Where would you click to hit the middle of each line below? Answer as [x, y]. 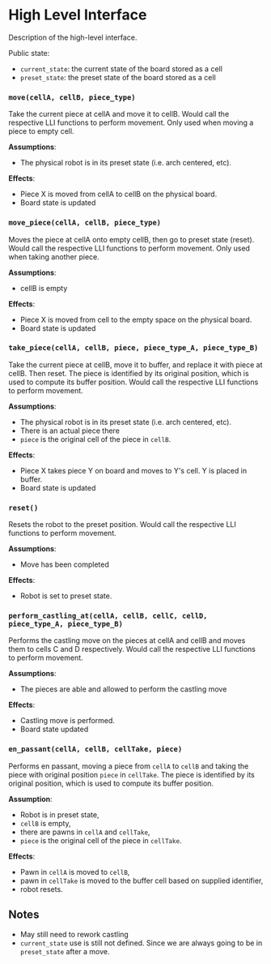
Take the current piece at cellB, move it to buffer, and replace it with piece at [135, 364]
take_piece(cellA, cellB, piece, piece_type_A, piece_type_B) [133, 348]
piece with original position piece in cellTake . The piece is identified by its [131, 774]
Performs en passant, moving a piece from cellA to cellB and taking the [129, 766]
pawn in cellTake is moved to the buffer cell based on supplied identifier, [142, 880]
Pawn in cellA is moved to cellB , [75, 872]
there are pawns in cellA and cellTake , [85, 832]
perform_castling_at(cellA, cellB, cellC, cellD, [108, 616]
